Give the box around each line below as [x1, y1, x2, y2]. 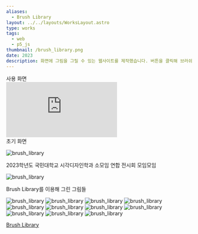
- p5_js [11, 42, 31, 48]
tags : [6, 31, 20, 37]
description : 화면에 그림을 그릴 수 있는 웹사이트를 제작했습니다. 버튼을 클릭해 [6, 58, 178, 64]
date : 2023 [6, 52, 33, 58]
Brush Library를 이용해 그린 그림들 [6, 185, 87, 192]
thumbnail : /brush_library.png [6, 47, 83, 53]
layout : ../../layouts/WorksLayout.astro [6, 19, 110, 25]
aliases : [6, 8, 28, 15]
